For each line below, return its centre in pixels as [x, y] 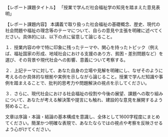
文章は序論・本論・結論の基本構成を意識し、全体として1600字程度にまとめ [83, 117]
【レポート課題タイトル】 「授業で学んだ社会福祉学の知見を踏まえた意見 [80, 7]
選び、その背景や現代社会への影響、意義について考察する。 [67, 60]
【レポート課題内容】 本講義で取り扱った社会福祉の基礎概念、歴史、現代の [83, 24]
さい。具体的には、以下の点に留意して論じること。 [62, 37]
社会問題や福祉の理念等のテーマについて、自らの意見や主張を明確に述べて [82, 30]
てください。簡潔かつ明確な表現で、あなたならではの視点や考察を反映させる [84, 123]
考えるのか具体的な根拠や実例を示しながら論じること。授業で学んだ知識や [82, 77]
